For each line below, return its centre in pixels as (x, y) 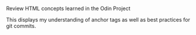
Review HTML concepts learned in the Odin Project (68, 8)
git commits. (21, 26)
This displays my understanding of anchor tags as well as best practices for (98, 20)
